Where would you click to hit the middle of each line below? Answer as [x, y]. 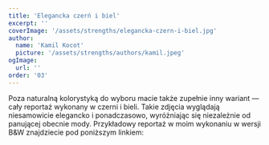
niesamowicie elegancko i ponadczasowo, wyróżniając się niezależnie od [130, 115]
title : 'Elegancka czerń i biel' [64, 16]
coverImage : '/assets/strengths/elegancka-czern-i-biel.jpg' [113, 30]
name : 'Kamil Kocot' [50, 46]
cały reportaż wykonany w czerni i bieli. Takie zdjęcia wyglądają [114, 107]
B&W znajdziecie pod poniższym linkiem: [76, 132]
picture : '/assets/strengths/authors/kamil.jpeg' [100, 53]
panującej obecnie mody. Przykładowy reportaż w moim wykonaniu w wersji [134, 123]
